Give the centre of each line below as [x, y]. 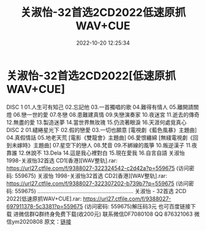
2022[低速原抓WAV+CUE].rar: [44, 199]
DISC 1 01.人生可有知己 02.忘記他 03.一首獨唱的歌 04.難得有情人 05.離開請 [100, 107]
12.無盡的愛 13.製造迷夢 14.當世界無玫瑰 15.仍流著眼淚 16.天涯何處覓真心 [97, 122]
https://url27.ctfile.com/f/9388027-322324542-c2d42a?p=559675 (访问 [98, 168]
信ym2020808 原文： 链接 [39, 221]
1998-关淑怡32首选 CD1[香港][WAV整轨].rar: [62, 160]
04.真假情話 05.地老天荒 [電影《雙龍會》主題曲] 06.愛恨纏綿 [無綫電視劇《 [100, 137]
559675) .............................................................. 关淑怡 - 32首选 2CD [101, 191]
